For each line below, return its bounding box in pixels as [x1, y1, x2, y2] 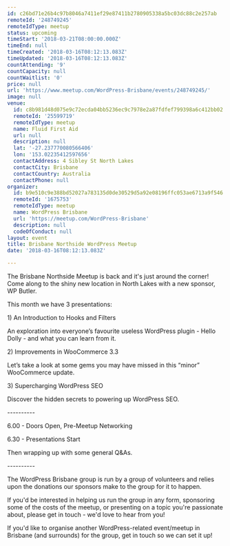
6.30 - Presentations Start [7, 435, 81, 443]
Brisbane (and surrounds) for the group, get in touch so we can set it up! [7, 532, 213, 539]
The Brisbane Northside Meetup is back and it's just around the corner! [7, 272, 209, 280]
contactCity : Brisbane [13, 163, 79, 171]
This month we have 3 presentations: [7, 301, 112, 308]
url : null [13, 132, 41, 139]
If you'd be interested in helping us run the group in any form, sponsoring [7, 496, 215, 504]
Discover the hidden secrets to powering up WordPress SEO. [7, 395, 180, 403]
